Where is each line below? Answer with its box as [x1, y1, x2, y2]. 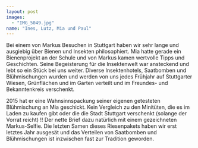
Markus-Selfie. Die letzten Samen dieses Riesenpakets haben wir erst [6, 122, 177, 130]
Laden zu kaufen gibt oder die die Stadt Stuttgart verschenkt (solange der [6, 110, 187, 117]
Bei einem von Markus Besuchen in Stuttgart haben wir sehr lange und [6, 42, 180, 49]
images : [6, 14, 26, 20]
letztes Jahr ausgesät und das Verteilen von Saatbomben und [6, 129, 158, 136]
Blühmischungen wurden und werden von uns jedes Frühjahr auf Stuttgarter [6, 73, 193, 80]
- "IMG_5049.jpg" [11, 20, 55, 26]
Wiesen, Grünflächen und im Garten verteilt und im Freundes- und [6, 80, 168, 87]
